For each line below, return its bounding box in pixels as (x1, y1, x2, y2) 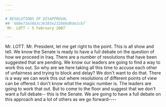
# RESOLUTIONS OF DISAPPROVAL (5, 16, 68, 21)
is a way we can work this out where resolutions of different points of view (5, 75, 157, 81)
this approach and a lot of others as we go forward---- (5, 97, 117, 103)
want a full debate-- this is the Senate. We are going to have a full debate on (5, 91, 161, 97)
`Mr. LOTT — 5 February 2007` (5, 25, 68, 30)
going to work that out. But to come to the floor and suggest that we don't (5, 86, 156, 92)
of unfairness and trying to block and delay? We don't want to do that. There (5, 70, 161, 76)
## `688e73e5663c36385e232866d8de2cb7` (5, 21, 88, 26)
